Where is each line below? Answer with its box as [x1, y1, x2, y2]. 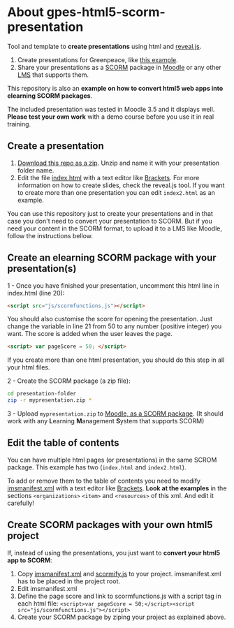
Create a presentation [7, 140, 105, 152]
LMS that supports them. [17, 71, 89, 79]
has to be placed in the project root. [17, 577, 121, 585]
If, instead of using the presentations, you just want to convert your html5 [7, 548, 221, 557]
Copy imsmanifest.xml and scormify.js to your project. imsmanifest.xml [17, 569, 221, 578]
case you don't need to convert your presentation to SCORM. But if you [7, 217, 212, 225]
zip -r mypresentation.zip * [7, 397, 92, 404]
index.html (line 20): [7, 289, 65, 297]
